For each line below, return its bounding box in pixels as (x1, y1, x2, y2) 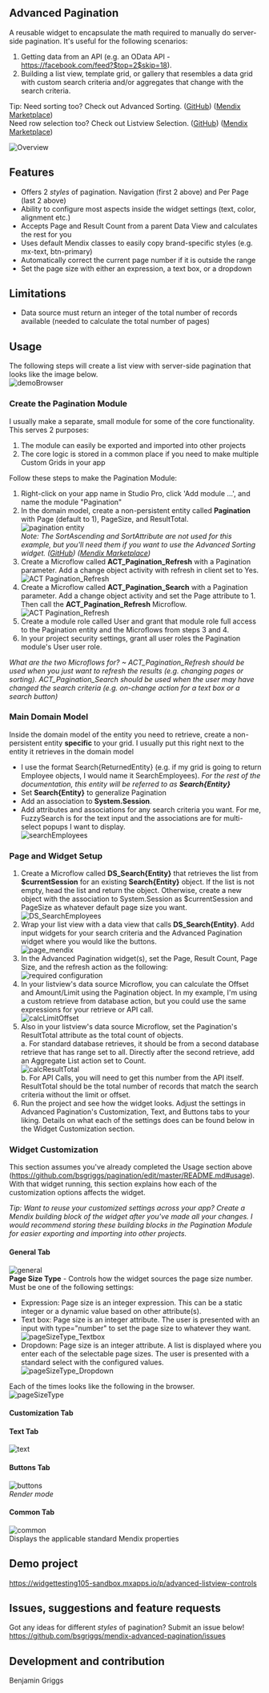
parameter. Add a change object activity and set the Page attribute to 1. (20, 591, 256, 600)
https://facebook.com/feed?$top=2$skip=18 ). (20, 60, 172, 70)
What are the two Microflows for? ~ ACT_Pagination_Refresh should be (9, 657, 245, 667)
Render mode (9, 1489, 54, 1498)
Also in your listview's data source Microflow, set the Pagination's (20, 1022, 238, 1032)
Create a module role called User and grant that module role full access (20, 616, 257, 626)
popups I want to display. (42, 822, 126, 831)
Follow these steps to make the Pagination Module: (9, 473, 178, 483)
